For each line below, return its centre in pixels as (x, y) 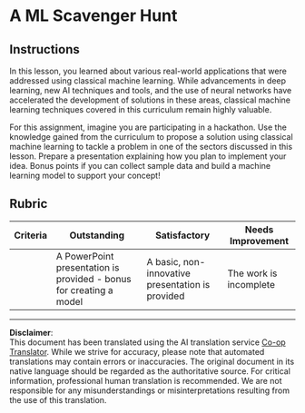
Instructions (44, 49)
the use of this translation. (58, 399)
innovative (168, 273)
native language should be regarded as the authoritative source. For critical (150, 371)
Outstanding (97, 235)
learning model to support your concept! (85, 175)
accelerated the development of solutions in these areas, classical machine (150, 100)
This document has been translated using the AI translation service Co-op (148, 342)
